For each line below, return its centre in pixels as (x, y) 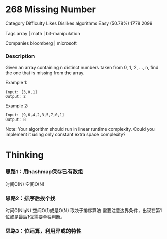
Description (20, 56)
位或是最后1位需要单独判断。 (35, 217)
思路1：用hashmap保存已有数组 (44, 172)
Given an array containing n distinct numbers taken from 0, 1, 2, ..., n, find (82, 68)
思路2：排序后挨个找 (30, 198)
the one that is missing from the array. (45, 73)
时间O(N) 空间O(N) (25, 184)
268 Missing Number (51, 9)
